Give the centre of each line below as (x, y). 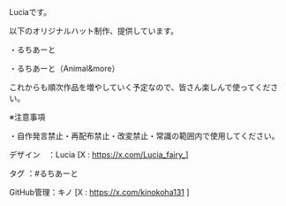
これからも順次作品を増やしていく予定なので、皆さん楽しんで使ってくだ (140, 87)
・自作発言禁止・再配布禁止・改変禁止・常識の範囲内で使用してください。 (144, 136)
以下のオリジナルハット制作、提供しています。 (94, 31)
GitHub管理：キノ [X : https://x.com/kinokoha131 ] (99, 192)
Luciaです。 (30, 12)
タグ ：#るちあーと (44, 173)
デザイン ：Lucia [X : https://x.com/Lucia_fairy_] (99, 155)
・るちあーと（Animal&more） (64, 69)
